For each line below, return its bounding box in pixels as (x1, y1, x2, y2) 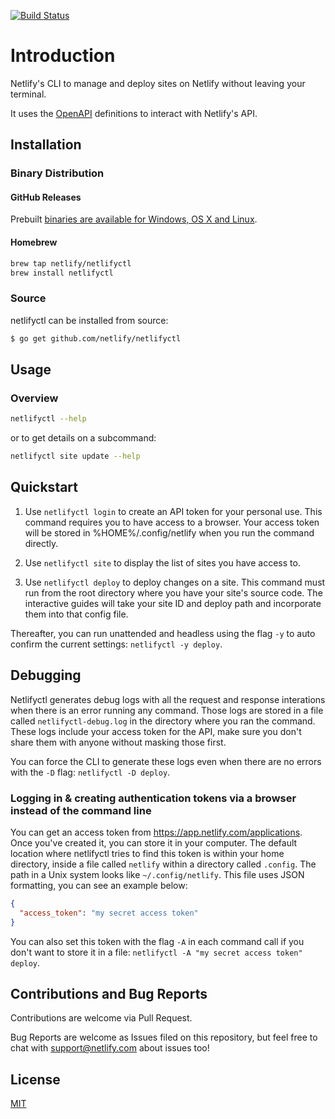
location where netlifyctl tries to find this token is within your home (10, 847, 285, 859)
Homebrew (10, 236, 58, 249)
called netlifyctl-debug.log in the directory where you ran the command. (10, 715, 316, 727)
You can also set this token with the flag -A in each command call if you (10, 935, 305, 947)
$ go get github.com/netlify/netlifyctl (10, 333, 182, 344)
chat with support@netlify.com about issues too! (10, 1042, 210, 1054)
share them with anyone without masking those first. (10, 736, 227, 748)
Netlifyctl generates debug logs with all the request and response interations (10, 693, 326, 705)
